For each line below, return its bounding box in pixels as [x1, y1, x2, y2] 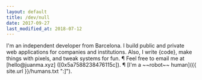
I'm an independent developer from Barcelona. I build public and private [6, 42, 185, 49]
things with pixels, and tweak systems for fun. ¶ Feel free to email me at [6, 55, 185, 62]
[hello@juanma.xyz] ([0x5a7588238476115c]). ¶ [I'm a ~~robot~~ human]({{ [6, 61, 197, 69]
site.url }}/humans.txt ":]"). [6, 67, 72, 75]
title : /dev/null [6, 14, 50, 20]
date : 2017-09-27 [6, 20, 50, 26]
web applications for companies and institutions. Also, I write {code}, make [6, 49, 192, 56]
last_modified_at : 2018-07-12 [6, 25, 83, 32]
